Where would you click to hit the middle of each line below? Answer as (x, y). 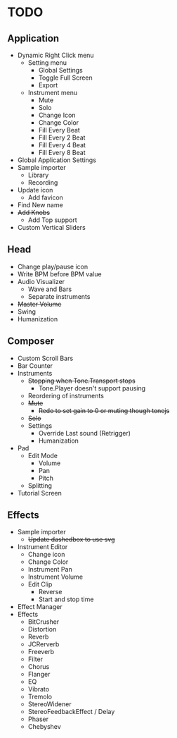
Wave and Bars (50, 289)
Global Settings (60, 70)
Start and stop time (66, 599)
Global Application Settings (57, 160)
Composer (31, 342)
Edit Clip (40, 584)
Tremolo (40, 697)
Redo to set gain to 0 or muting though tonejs (104, 410)
